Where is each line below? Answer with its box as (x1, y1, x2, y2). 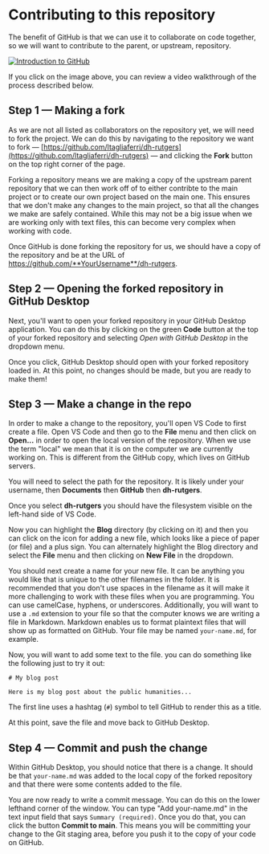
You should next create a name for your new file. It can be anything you (8, 566, 245, 576)
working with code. (8, 226, 72, 235)
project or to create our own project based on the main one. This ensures (8, 191, 251, 202)
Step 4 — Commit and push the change (8, 741, 208, 754)
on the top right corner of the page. (8, 159, 126, 169)
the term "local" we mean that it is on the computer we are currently (8, 444, 234, 454)
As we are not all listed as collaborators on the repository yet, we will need (8, 125, 255, 134)
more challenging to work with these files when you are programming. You (8, 592, 255, 602)
